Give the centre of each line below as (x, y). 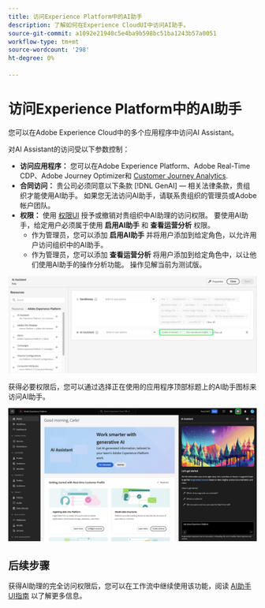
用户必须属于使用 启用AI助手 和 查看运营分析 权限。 (131, 225)
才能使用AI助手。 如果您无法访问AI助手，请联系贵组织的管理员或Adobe (142, 195)
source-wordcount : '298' (49, 50)
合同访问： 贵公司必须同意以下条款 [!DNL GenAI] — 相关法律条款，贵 (131, 185)
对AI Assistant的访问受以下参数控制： (69, 149)
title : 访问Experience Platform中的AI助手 (75, 17)
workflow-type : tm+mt (44, 42)
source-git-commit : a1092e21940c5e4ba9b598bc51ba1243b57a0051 (112, 33)
